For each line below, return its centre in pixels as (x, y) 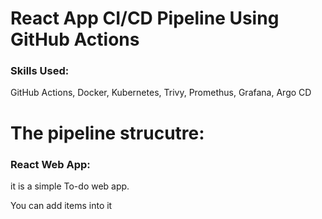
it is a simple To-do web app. (70, 186)
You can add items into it (61, 205)
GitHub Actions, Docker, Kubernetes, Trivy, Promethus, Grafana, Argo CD (161, 93)
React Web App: (50, 164)
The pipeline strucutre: (107, 133)
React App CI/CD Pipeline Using (145, 18)
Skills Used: (40, 71)
